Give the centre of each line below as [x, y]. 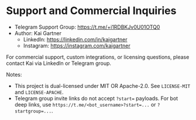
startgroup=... [33, 111]
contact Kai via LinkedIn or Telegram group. [59, 63]
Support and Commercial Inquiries [91, 11]
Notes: [14, 74]
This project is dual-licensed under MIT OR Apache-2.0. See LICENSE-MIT [102, 85]
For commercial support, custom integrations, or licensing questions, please [98, 57]
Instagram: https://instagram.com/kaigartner [77, 46]
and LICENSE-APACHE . [39, 92]
